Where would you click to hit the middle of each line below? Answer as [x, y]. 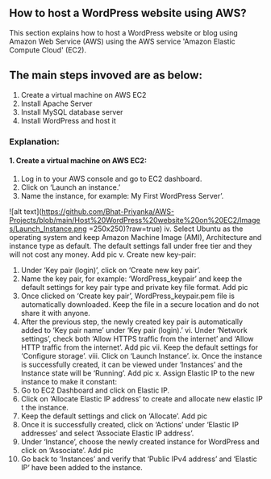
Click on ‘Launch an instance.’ [71, 187]
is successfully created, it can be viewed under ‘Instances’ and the [131, 364]
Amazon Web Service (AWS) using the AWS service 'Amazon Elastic [123, 41]
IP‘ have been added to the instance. [82, 467]
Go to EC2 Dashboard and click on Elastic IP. [95, 390]
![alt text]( [26, 211]
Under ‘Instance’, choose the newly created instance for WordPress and [140, 441]
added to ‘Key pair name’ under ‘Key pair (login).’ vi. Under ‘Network [134, 330]
